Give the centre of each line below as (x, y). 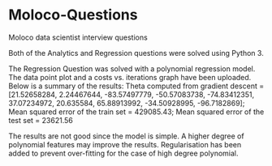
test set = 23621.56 (41, 120)
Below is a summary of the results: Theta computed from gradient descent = (136, 86)
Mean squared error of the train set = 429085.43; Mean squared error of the (136, 112)
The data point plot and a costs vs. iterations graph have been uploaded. (130, 77)
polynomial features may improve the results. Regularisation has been (125, 144)
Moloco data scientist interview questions (78, 37)
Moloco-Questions (73, 15)
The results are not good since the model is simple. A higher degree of (127, 136)
